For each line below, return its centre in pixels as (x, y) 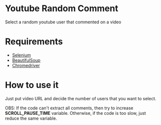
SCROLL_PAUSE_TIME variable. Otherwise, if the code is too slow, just (76, 113)
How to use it (32, 85)
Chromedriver (26, 65)
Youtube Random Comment (62, 9)
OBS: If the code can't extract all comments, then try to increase (69, 108)
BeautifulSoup (26, 60)
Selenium (21, 55)
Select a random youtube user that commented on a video (63, 22)
